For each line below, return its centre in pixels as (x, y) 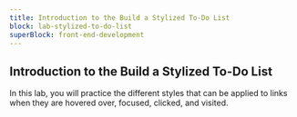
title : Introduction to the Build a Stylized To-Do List (120, 18)
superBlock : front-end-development (77, 34)
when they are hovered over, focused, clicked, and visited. (119, 103)
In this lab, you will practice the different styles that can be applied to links (148, 93)
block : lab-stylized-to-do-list (71, 26)
